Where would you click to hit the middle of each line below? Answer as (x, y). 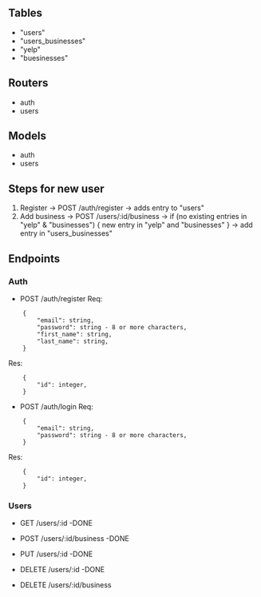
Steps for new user (57, 188)
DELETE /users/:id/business (65, 585)
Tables (25, 13)
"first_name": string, (75, 334)
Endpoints (34, 259)
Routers (28, 83)
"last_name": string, (73, 341)
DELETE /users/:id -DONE (62, 570)
